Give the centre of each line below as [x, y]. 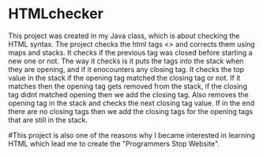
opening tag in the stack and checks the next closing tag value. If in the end [131, 103]
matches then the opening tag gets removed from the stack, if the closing [128, 86]
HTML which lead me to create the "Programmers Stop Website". [114, 143]
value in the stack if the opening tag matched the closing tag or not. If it [124, 78]
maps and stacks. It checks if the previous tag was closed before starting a [130, 52]
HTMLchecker [56, 14]
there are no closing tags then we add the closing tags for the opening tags [131, 111]
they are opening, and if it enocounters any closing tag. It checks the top [126, 69]
